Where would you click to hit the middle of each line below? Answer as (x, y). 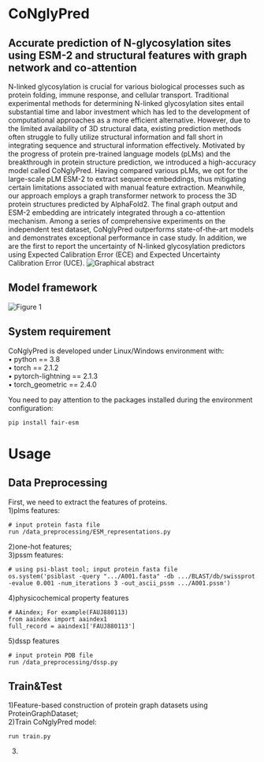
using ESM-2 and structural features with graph (128, 55)
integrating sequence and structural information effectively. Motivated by (127, 145)
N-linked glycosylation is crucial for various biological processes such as (126, 87)
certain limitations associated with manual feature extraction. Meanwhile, (127, 187)
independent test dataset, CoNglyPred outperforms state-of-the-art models (131, 229)
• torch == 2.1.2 (33, 368)
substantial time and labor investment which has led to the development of (129, 112)
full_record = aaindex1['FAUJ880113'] (72, 626)
